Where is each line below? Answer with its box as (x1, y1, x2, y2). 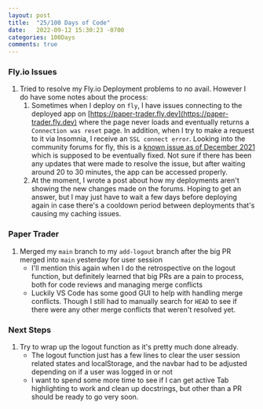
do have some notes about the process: (19, 92, 148, 102)
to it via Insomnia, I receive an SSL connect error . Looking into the (31, 134, 246, 143)
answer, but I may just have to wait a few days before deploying (31, 193, 238, 202)
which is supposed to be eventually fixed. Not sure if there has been (31, 150, 252, 161)
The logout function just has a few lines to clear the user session (31, 350, 241, 360)
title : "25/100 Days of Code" (8, 19, 111, 27)
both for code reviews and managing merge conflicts (31, 280, 203, 289)
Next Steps (8, 324, 52, 335)
